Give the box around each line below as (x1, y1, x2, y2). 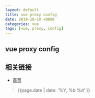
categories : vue (5, 21, 39, 27)
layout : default (5, 7, 39, 13)
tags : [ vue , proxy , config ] (5, 26, 64, 31)
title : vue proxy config (5, 12, 57, 17)
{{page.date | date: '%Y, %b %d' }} (17, 87, 90, 93)
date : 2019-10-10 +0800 (5, 17, 55, 22)
